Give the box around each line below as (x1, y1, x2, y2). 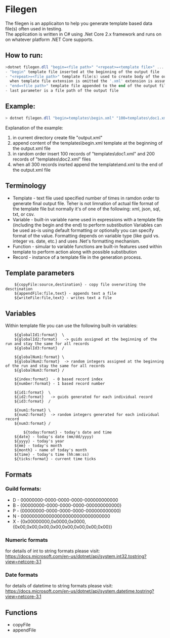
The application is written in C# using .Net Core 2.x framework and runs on (5, 31, 162, 37)
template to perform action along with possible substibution (12, 249, 137, 255)
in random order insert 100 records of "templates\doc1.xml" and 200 (12, 150, 155, 156)
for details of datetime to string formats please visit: (5, 583, 113, 589)
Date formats (5, 571, 38, 578)
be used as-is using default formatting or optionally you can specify (12, 227, 154, 233)
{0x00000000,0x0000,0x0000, (20, 518, 86, 525)
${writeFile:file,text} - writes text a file (14, 295, 112, 301)
